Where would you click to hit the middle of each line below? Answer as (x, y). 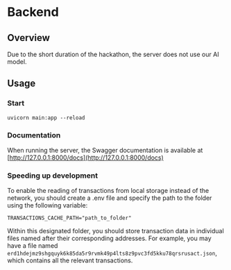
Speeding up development (53, 176)
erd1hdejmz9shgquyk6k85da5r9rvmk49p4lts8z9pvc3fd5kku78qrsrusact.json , (112, 253)
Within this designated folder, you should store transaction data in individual (115, 231)
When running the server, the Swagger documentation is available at (105, 150)
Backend (33, 12)
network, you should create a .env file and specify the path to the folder (110, 198)
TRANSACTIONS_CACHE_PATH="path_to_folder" (69, 218)
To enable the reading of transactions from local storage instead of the (108, 191)
